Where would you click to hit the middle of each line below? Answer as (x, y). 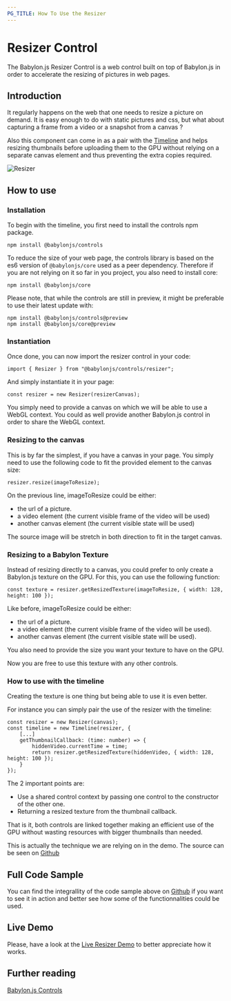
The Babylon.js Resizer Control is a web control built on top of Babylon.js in (114, 67)
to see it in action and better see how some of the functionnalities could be (113, 899)
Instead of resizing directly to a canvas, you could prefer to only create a (110, 569)
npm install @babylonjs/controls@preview (68, 318)
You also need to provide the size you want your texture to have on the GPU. (115, 649)
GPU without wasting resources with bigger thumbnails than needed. (105, 832)
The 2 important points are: (46, 783)
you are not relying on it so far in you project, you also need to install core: (113, 273)
